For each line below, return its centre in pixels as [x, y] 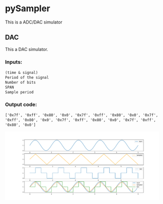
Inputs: [14, 62]
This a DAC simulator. [27, 49]
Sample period [20, 92]
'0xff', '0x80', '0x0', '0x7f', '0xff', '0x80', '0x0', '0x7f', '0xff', [81, 120]
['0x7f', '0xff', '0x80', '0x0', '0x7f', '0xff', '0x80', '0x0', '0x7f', [82, 115]
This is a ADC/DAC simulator [34, 22]
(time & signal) [21, 73]
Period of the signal [27, 78]
